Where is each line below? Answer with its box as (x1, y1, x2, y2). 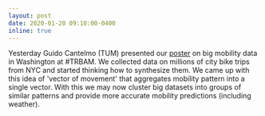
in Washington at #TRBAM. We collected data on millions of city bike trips (8, 57, 250, 66)
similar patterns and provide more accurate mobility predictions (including (8, 91, 251, 101)
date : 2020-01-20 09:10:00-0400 (8, 19, 116, 27)
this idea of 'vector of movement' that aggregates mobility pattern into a (8, 74, 245, 84)
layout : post (8, 11, 52, 20)
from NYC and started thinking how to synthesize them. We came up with (8, 66, 250, 75)
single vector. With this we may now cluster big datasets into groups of (8, 82, 242, 92)
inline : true (8, 26, 52, 34)
